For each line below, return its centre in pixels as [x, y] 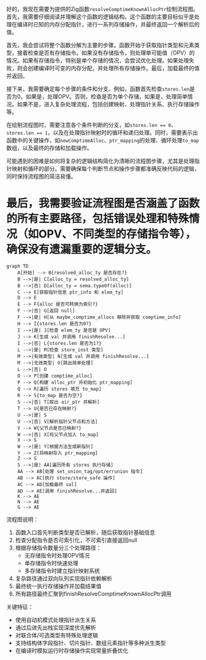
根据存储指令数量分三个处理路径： [58, 548]
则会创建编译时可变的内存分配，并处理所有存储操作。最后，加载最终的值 [108, 68]
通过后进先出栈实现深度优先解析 [55, 627]
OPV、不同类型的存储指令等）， [117, 234]
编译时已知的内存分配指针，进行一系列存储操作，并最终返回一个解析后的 [108, 24]
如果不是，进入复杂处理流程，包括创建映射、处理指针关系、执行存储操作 [108, 104]
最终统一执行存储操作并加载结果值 [58, 586]
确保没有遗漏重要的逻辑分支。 [82, 250]
